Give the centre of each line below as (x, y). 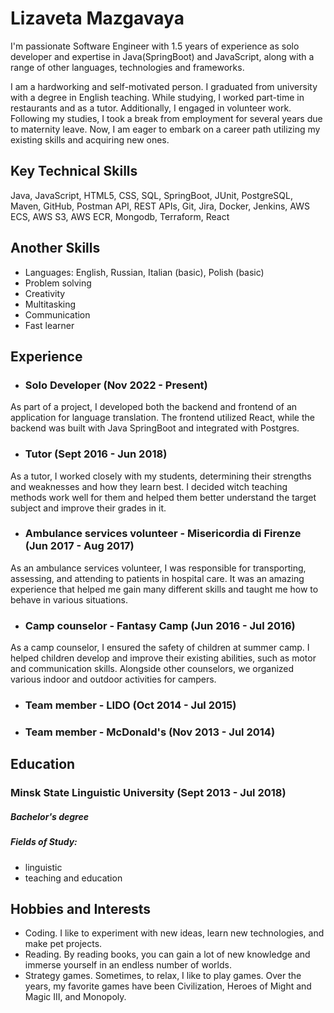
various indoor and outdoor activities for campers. (113, 679)
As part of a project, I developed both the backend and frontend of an (154, 407)
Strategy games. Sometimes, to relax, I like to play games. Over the (163, 976)
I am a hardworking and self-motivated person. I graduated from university (164, 86)
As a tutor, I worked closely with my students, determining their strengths (161, 476)
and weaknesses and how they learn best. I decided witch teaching (149, 486)
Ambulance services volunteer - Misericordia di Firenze (163, 534)
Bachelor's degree (49, 816)
